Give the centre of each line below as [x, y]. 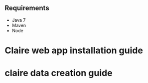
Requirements [27, 8]
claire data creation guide [59, 73]
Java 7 [19, 20]
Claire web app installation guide [74, 50]
